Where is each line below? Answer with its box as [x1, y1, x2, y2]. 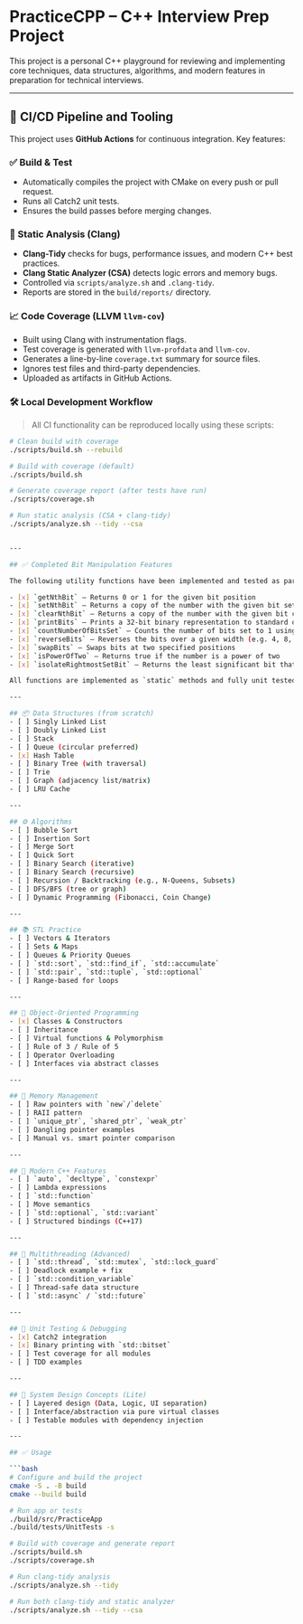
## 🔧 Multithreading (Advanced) [9, 1250, 131, 1259]
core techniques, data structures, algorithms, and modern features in [9, 65, 266, 76]
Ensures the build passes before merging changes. [22, 205, 212, 216]
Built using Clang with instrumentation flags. [22, 334, 187, 345]
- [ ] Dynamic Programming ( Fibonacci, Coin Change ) [9, 892, 212, 902]
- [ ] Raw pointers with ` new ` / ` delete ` [9, 1100, 164, 1109]
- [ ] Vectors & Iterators [9, 934, 111, 943]
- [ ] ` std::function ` [9, 1192, 95, 1201]
